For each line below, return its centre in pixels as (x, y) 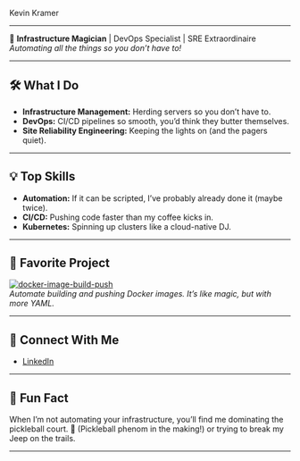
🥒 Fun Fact (39, 398)
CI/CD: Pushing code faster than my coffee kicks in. (118, 217)
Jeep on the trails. (42, 439)
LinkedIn (38, 362)
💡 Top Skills (42, 176)
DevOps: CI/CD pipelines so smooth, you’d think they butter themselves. (156, 121)
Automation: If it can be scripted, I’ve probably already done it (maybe (152, 198)
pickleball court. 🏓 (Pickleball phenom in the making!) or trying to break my (146, 429)
